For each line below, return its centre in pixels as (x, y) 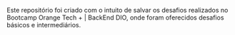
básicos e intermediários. (44, 25)
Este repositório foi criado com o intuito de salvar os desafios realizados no (117, 10)
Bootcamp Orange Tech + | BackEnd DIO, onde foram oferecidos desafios (115, 17)
